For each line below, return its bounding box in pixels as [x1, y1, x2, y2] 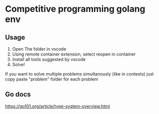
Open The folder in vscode [12, 46, 67, 52]
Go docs [5, 90, 31, 98]
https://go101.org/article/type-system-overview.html [5, 103, 110, 109]
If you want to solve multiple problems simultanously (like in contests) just [5, 71, 154, 76]
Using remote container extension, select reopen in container [12, 51, 136, 57]
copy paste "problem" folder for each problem [5, 76, 99, 82]
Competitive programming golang [5, 3, 145, 15]
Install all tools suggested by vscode [12, 57, 86, 62]
